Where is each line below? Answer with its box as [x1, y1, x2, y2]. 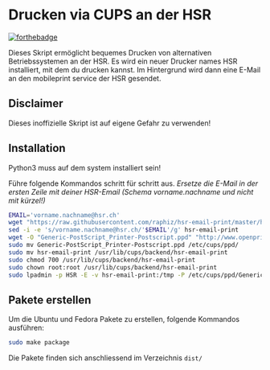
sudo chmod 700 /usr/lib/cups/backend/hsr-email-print [8, 256, 196, 264]
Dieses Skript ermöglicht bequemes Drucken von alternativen [8, 47, 212, 57]
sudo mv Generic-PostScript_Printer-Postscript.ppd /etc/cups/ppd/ [8, 241, 239, 249]
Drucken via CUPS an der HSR [8, 6, 211, 24]
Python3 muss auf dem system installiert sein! [8, 162, 162, 172]
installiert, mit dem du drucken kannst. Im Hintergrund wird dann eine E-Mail [8, 64, 261, 74]
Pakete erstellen [8, 293, 92, 306]
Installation [8, 142, 66, 155]
